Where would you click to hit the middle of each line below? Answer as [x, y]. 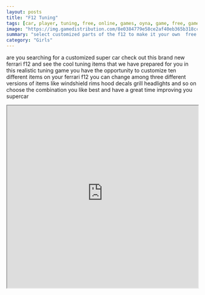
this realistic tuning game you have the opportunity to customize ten [91, 70]
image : [15, 29]
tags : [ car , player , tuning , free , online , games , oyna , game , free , [96, 23]
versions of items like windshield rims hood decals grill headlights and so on [101, 83]
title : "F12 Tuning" [32, 18]
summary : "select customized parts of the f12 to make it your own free [102, 35]
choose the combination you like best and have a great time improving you [99, 90]
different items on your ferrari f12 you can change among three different [96, 77]
